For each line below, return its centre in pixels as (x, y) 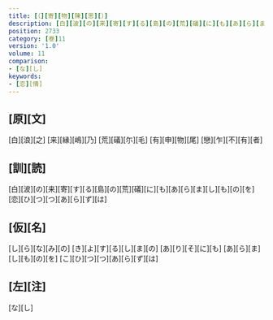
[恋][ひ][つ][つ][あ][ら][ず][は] (58, 199)
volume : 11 (27, 54)
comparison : (28, 62)
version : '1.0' (34, 46)
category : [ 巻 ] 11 (37, 39)
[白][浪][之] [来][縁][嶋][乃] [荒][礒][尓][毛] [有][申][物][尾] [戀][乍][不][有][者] (136, 140)
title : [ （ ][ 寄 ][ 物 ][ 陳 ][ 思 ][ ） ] (58, 16)
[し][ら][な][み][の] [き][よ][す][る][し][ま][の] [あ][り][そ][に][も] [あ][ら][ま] (135, 248)
